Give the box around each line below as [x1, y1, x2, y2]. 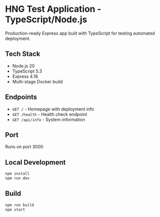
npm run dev [5, 176, 30, 181]
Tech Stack [5, 50, 40, 58]
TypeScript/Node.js [5, 14, 88, 25]
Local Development [5, 158, 66, 166]
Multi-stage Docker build [12, 78, 63, 84]
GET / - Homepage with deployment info [12, 106, 95, 112]
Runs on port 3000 [5, 144, 43, 150]
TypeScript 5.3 [12, 68, 42, 74]
